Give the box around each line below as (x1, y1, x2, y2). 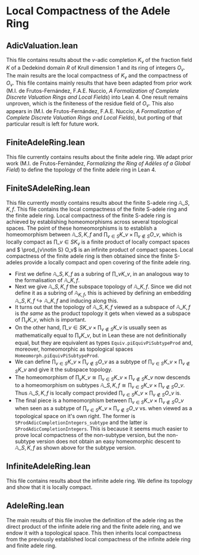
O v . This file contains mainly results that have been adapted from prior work (6, 79, 192, 88)
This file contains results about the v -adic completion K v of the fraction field (6, 57, 192, 65)
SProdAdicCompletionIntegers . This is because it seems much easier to (14, 425, 188, 432)
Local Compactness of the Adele (6, 4, 170, 18)
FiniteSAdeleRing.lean (6, 183, 90, 194)
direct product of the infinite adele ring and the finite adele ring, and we (6, 523, 181, 530)
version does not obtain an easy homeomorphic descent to (36, 438, 181, 445)
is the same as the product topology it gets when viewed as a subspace (14, 310, 191, 317)
